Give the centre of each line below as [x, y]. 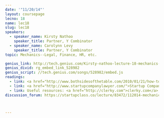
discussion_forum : [24, 95]
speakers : [15, 32]
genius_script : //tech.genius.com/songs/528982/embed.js [64, 73]
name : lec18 [17, 23]
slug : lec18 [17, 28]
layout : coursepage [25, 14]
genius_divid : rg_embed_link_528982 [42, 68]
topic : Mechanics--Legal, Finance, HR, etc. [51, 55]
